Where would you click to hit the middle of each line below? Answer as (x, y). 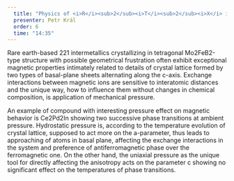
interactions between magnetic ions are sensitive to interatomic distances (113, 82)
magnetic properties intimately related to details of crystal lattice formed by (115, 68)
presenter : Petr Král (45, 20)
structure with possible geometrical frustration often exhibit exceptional (124, 61)
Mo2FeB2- (200, 53)
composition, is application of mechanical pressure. (81, 97)
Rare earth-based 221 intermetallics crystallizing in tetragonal (95, 53)
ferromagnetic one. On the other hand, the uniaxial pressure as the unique (114, 155)
